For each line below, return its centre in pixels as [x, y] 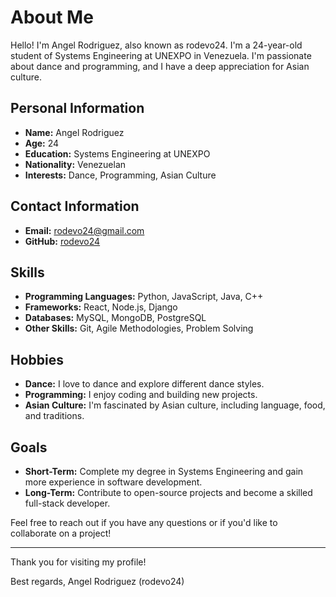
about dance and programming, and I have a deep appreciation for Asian [160, 66]
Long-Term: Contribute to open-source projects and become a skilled [168, 492]
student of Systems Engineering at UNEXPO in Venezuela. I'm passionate [161, 55]
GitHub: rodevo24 [62, 241]
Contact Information [75, 206]
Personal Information [77, 108]
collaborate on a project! [61, 533]
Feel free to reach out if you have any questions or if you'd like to [144, 522]
